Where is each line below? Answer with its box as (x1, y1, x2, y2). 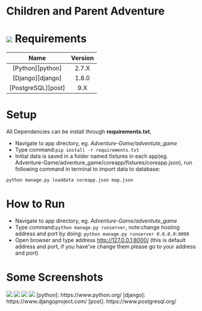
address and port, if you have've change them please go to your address (14, 243, 196, 250)
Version (71, 54, 94, 62)
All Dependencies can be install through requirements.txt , (6, 128, 152, 136)
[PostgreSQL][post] (9, 83, 65, 92)
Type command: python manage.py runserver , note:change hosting (14, 224, 180, 231)
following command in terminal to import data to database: (14, 165, 161, 173)
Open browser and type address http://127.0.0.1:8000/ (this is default (14, 237, 186, 243)
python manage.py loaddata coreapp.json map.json (6, 177, 134, 183)
